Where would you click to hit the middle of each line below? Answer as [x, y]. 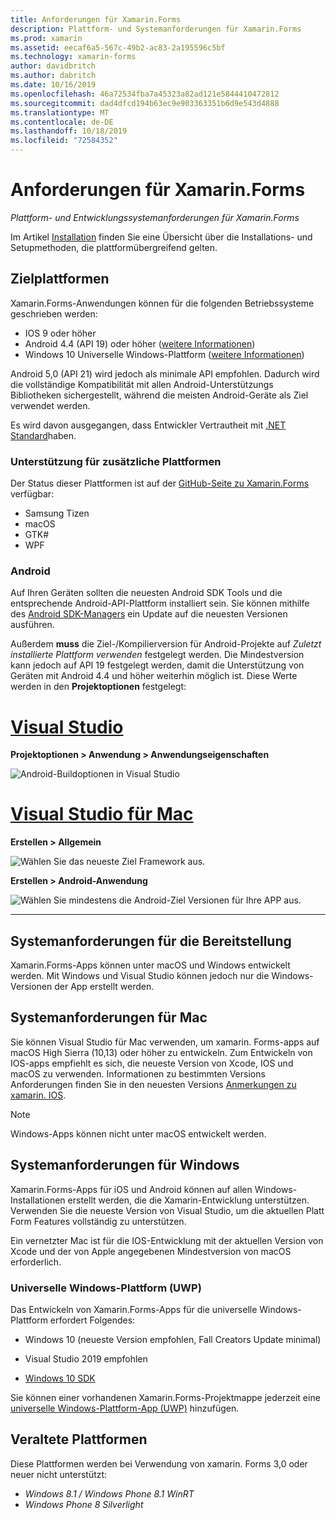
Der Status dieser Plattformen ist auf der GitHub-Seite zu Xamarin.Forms [160, 483]
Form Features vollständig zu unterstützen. [98, 1221]
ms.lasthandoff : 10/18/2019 [69, 131]
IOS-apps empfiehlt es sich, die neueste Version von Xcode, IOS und [152, 1063]
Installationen [38, 1200]
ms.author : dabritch [53, 76]
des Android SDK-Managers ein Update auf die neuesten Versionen [149, 614]
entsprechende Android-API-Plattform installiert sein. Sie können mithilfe [160, 603]
